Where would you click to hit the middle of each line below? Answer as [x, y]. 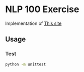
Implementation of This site [33, 23]
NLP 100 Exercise [42, 9]
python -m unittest [26, 64]
